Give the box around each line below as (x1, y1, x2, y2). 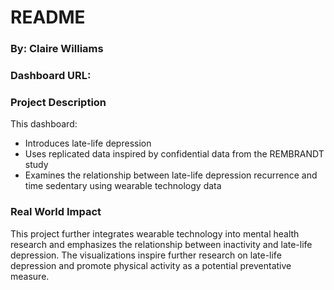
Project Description (10, 95, 107, 109)
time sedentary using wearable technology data (24, 180, 222, 192)
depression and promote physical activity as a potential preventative (10, 259, 292, 271)
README (10, 6, 86, 29)
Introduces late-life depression (24, 137, 152, 150)
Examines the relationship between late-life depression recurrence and (24, 169, 318, 181)
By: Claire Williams (10, 42, 104, 56)
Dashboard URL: (10, 69, 92, 83)
